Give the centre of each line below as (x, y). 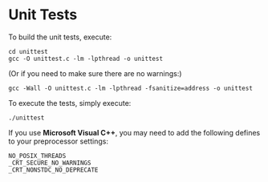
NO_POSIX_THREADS (37, 156)
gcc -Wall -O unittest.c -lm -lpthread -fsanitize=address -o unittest (130, 88)
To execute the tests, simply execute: (70, 103)
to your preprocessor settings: (58, 141)
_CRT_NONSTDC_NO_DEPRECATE (53, 170)
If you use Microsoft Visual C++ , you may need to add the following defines (134, 132)
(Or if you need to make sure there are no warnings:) (95, 73)
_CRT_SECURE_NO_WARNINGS (50, 163)
